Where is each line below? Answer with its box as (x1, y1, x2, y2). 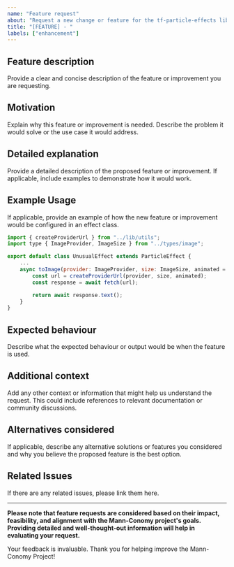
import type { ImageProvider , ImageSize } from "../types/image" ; (7, 241, 204, 247)
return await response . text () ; (32, 292, 123, 299)
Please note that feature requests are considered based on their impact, (7, 508, 220, 517)
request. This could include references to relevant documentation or (7, 396, 203, 404)
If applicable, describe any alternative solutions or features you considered (7, 442, 222, 451)
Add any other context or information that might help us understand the (7, 389, 212, 397)
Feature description (7, 55, 95, 67)
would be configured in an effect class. (7, 220, 120, 229)
